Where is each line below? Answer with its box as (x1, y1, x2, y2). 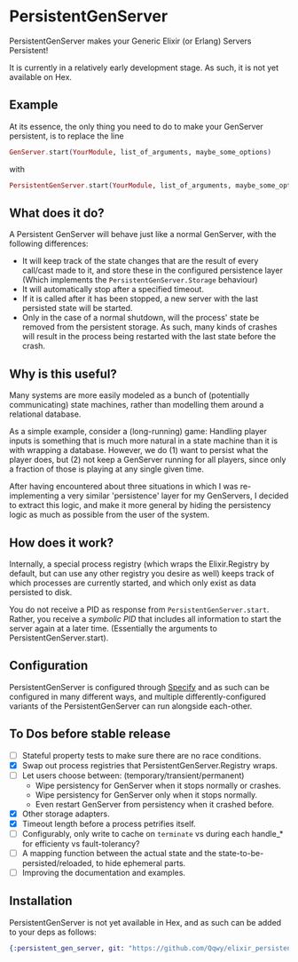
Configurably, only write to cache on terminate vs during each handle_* (21, 828, 284, 839)
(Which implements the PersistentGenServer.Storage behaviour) (21, 274, 259, 285)
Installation (9, 894, 73, 909)
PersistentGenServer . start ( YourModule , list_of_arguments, (9, 180, 232, 190)
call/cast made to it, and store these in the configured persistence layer (21, 265, 284, 276)
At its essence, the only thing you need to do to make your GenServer (9, 121, 263, 131)
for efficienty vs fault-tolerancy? (21, 838, 140, 849)
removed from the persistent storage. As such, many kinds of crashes (21, 322, 278, 332)
